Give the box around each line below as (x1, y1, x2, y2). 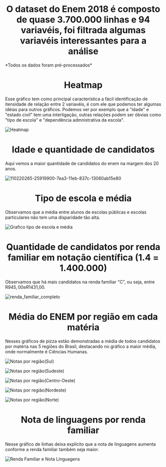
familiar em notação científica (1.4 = (7, 252, 159, 263)
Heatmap (64, 79, 103, 91)
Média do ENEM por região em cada (8, 311, 158, 322)
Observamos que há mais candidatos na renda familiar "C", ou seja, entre (5, 279, 155, 285)
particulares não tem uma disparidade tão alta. (5, 214, 101, 220)
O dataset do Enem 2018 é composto (6, 3, 161, 15)
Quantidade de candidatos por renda (6, 241, 161, 253)
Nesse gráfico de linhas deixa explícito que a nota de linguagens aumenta (5, 441, 156, 447)
